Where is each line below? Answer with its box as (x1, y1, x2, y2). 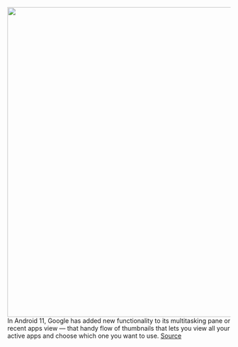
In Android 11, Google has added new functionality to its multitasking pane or (7, 317, 231, 325)
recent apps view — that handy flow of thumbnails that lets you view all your (7, 324, 230, 332)
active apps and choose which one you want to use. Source (7, 331, 182, 340)
